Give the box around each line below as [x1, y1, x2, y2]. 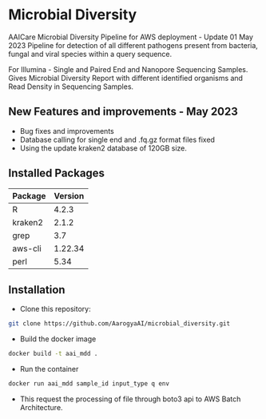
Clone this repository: [19, 304, 91, 314]
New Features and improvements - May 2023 [8, 105, 238, 119]
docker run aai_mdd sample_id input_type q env [8, 380, 170, 388]
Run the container [19, 365, 79, 374]
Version [54, 190, 85, 201]
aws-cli [12, 243, 42, 254]
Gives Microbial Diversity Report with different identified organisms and [8, 73, 244, 83]
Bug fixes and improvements [19, 126, 114, 135]
